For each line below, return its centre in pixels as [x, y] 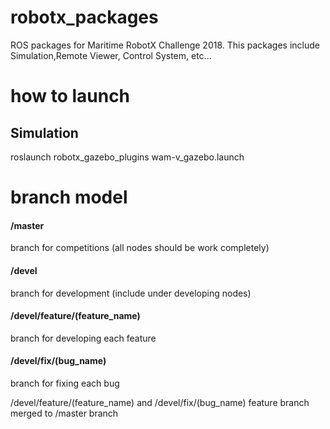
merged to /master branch [64, 413]
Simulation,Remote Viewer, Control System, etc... [111, 55]
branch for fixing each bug [65, 383]
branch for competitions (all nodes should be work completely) [140, 248]
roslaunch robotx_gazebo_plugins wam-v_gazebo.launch [127, 157]
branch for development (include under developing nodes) [131, 293]
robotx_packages [84, 17]
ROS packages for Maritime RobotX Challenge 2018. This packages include [165, 45]
